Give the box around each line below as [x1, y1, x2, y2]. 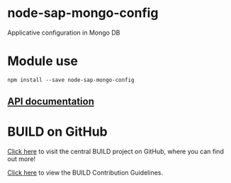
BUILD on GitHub [7, 124, 108, 140]
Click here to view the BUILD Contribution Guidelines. [7, 168, 163, 177]
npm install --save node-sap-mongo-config [7, 76, 135, 83]
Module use [7, 53, 79, 69]
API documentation [7, 95, 94, 107]
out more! [7, 155, 36, 163]
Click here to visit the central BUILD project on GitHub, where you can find [7, 147, 225, 156]
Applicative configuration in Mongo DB [7, 28, 120, 37]
